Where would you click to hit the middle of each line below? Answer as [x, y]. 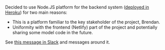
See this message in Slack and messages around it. [58, 42]
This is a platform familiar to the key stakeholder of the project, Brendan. [86, 22]
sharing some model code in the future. [53, 32]
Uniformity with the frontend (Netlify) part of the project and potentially [85, 27]
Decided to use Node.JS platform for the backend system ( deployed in [77, 7]
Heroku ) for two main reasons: [36, 12]
